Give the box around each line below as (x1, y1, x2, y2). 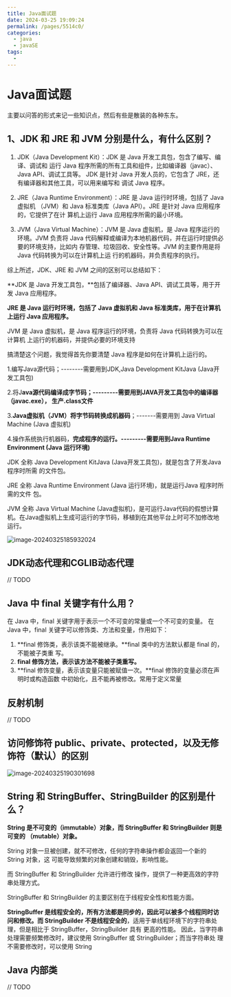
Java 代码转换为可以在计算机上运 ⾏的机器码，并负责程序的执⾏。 (16, 251, 203, 259)
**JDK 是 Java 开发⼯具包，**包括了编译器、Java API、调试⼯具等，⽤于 (7, 280, 215, 288)
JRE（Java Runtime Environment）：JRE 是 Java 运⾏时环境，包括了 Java (16, 193, 224, 201)
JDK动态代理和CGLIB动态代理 (7, 556, 134, 569)
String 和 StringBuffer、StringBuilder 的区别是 (7, 791, 207, 803)
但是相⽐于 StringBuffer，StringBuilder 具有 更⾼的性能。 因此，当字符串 (19, 925, 223, 933)
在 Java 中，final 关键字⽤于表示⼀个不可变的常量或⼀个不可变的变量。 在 (7, 617, 214, 625)
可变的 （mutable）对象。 (7, 832, 81, 840)
